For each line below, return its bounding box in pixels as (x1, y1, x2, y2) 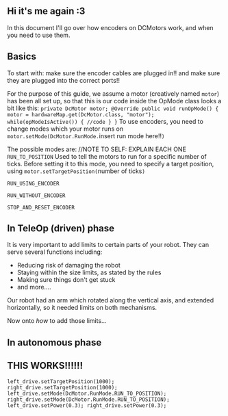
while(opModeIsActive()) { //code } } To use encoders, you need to (7, 117, 204, 125)
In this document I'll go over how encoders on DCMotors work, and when (7, 23, 214, 31)
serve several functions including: (7, 248, 103, 256)
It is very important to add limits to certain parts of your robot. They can (7, 241, 210, 249)
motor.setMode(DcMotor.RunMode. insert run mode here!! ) (7, 131, 165, 140)
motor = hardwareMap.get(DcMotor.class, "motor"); (7, 111, 155, 118)
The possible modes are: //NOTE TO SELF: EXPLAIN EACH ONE (7, 145, 187, 153)
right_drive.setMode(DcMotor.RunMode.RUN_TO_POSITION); (7, 396, 170, 403)
